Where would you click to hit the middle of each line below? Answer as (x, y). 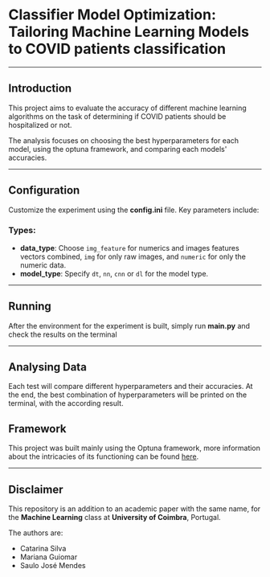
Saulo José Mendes (53, 566)
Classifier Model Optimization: (112, 15)
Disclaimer (36, 489)
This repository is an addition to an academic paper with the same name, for (135, 509)
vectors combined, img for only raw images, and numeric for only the (133, 256)
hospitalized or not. (40, 125)
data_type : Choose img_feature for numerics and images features (129, 248)
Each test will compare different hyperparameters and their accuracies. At (131, 387)
